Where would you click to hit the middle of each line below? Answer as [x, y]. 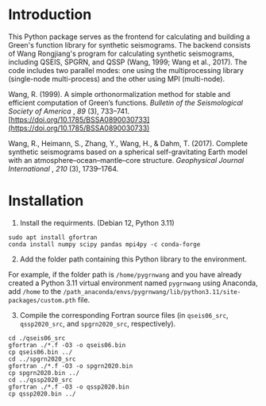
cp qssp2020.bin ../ [42, 394]
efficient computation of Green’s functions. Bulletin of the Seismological [126, 102]
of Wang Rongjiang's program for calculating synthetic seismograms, [121, 53]
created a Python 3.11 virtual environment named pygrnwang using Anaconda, [133, 283]
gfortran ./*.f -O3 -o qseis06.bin [67, 345]
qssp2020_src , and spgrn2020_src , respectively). [98, 323]
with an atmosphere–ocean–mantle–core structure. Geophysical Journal [126, 160]
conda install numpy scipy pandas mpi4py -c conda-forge [104, 244]
